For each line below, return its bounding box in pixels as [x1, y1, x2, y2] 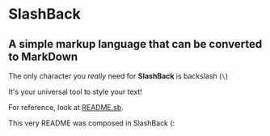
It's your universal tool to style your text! [8, 87, 143, 96]
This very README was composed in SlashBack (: [8, 118, 175, 128]
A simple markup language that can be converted [8, 37, 263, 51]
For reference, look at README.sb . [8, 103, 124, 112]
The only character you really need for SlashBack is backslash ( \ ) [8, 71, 229, 81]
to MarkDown [8, 49, 78, 63]
